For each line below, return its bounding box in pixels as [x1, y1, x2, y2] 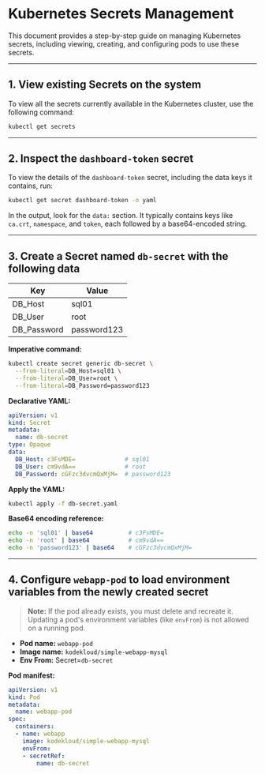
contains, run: [8, 181, 54, 190]
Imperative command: [8, 344, 82, 354]
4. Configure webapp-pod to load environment [8, 573, 230, 587]
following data [8, 261, 80, 275]
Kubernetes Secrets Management [8, 5, 234, 23]
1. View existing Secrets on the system [8, 78, 202, 92]
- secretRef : [22, 752, 65, 760]
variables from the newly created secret [8, 585, 209, 599]
